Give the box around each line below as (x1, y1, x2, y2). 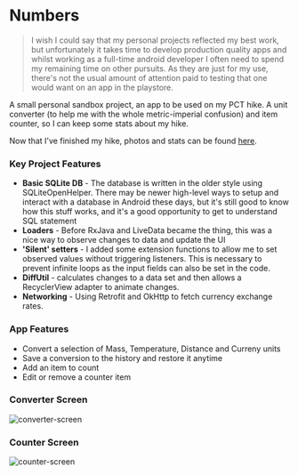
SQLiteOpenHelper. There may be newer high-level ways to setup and (21, 188, 278, 198)
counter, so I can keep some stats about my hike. (9, 117, 189, 129)
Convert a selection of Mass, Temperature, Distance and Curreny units (21, 343, 282, 354)
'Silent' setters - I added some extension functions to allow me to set (21, 244, 278, 254)
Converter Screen (9, 393, 88, 406)
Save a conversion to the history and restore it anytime (21, 352, 223, 363)
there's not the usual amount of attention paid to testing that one (30, 72, 268, 83)
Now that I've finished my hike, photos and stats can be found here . (9, 135, 258, 146)
